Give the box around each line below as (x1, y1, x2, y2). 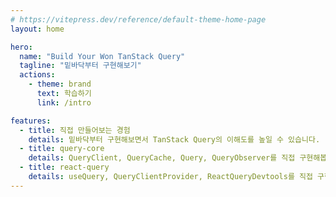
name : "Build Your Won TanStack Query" (19, 51, 186, 61)
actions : (19, 70, 56, 80)
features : (10, 116, 52, 126)
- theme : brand (28, 79, 92, 90)
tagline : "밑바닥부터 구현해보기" (19, 61, 142, 71)
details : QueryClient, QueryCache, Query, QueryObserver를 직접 (28, 153, 296, 163)
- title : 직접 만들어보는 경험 (19, 125, 131, 135)
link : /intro (36, 97, 92, 108)
